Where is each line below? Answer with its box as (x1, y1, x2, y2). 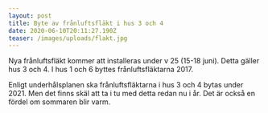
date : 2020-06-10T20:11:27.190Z (8, 26, 117, 34)
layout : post (8, 11, 52, 20)
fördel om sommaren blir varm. (8, 97, 111, 107)
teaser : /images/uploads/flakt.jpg (8, 34, 128, 42)
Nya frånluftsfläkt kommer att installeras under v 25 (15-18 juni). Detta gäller (8, 56, 260, 66)
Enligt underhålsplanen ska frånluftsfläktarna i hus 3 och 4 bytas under (8, 80, 244, 90)
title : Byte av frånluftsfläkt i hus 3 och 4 (8, 19, 163, 27)
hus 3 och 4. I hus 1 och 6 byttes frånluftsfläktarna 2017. (8, 65, 194, 75)
